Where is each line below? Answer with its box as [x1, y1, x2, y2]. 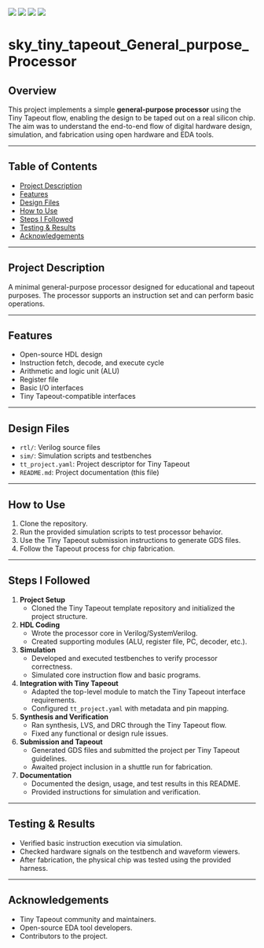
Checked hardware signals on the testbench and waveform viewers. [19, 847, 240, 856]
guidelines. [31, 754, 68, 763]
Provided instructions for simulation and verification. [31, 787, 201, 796]
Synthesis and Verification [19, 712, 108, 721]
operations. [8, 299, 46, 308]
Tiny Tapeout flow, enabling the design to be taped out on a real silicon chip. [8, 113, 255, 122]
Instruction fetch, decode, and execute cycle [19, 358, 165, 367]
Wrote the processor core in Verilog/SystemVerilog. [31, 628, 198, 637]
